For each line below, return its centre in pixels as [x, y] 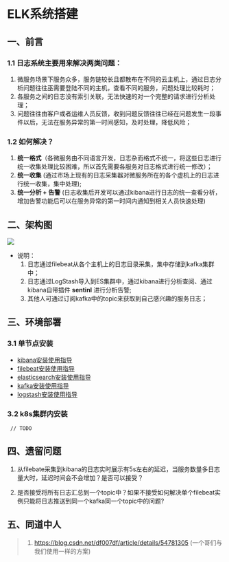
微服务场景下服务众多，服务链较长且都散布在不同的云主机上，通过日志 [116, 79]
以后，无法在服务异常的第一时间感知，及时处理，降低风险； [107, 122]
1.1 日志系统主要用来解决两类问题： [64, 63]
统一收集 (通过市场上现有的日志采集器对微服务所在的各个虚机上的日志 [115, 175]
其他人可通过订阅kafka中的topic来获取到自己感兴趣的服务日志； [117, 298]
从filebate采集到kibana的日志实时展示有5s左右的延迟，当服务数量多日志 [119, 469]
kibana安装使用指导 [45, 360]
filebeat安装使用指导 [46, 368]
